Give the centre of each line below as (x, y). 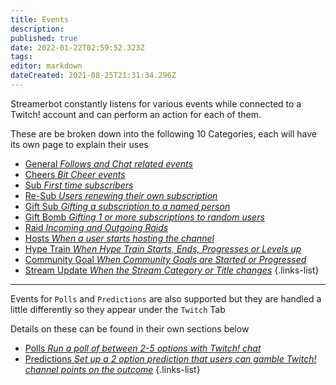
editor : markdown (46, 66)
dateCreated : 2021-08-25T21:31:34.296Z (93, 76)
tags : (21, 57)
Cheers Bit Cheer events (75, 174)
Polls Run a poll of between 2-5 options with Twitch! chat (143, 348)
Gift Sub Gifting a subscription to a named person (127, 206)
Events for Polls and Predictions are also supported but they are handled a (166, 298)
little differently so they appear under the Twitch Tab (118, 309)
